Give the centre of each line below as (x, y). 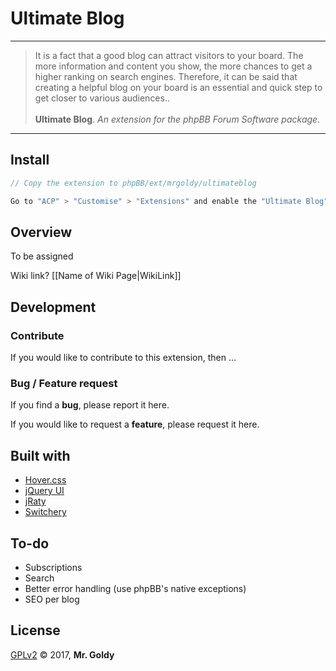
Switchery (45, 512)
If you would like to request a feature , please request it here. (135, 424)
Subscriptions (53, 567)
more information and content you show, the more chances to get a (173, 66)
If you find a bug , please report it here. (90, 405)
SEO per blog (52, 599)
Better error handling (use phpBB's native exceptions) (135, 588)
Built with (40, 455)
